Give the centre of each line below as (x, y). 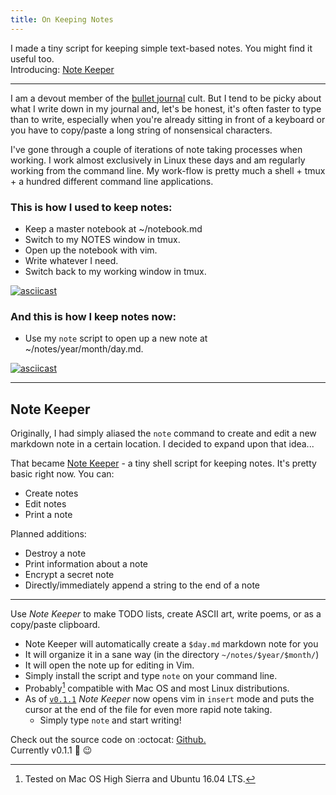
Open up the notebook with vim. (91, 250)
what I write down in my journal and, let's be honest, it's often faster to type (166, 108)
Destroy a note (55, 553)
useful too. (32, 58)
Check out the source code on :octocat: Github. (108, 739)
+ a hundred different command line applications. (112, 181)
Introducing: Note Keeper (62, 69)
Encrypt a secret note (69, 575)
